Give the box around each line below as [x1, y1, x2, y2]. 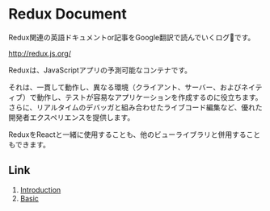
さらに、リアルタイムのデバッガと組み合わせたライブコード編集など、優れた [8, 102, 263, 112]
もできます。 [8, 139, 51, 149]
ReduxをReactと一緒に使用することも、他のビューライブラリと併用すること [8, 130, 261, 139]
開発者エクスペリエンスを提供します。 [8, 112, 135, 122]
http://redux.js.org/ [8, 48, 71, 58]
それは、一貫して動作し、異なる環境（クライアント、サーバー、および [8, 82, 242, 92]
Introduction [19, 184, 61, 194]
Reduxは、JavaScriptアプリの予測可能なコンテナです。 [8, 65, 192, 75]
